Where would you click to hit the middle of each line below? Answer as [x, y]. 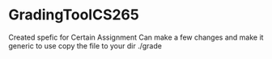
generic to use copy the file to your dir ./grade [85, 45]
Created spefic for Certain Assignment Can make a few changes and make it [136, 37]
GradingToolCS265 [74, 15]
